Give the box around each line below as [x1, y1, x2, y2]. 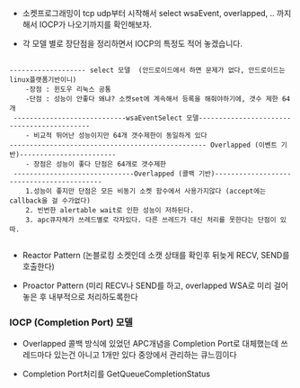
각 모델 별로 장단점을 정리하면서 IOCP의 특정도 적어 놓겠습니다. [22, 39, 243, 49]
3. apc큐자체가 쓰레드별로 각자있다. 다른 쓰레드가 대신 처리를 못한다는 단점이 [25, 215, 277, 224]
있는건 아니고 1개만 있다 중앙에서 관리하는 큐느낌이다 [53, 349, 237, 360]
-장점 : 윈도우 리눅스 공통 [25, 85, 111, 94]
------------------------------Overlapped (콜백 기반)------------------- [13, 169, 292, 178]
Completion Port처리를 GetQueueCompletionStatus [22, 368, 211, 380]
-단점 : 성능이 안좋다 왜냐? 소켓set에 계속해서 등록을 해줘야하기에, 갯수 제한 [25, 95, 278, 104]
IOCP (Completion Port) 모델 [9, 316, 133, 329]
